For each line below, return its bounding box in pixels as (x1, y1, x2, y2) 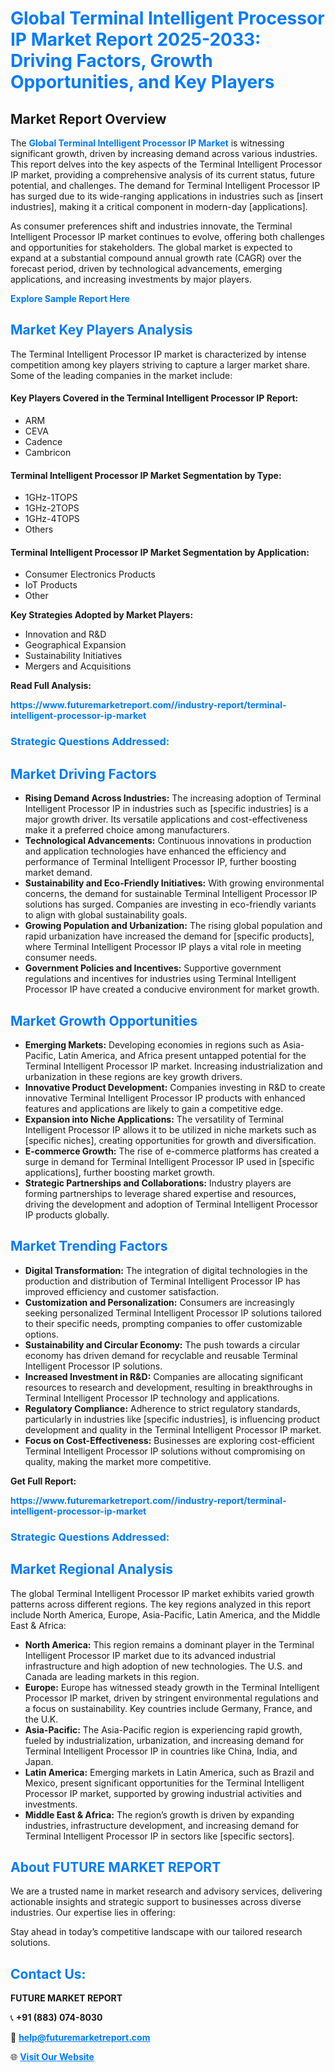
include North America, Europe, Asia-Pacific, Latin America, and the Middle (10, 1608, 321, 1621)
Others (24, 523, 54, 536)
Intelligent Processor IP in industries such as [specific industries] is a (24, 803, 309, 815)
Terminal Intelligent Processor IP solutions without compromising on (24, 1445, 306, 1457)
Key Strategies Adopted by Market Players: (10, 609, 194, 621)
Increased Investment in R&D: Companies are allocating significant (24, 1370, 304, 1382)
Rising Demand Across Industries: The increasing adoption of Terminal (24, 792, 322, 804)
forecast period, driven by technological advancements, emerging (10, 263, 283, 274)
